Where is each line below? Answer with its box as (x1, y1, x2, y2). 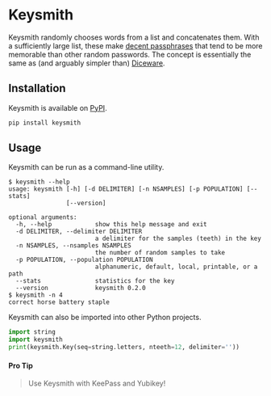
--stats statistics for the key (15, 277, 175, 285)
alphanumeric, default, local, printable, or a (94, 263, 258, 272)
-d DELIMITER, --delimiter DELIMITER (15, 228, 143, 236)
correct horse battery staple (8, 298, 110, 306)
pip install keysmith (8, 119, 81, 127)
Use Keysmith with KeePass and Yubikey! (27, 378, 166, 389)
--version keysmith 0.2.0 (15, 284, 147, 293)
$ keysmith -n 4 (8, 291, 63, 300)
